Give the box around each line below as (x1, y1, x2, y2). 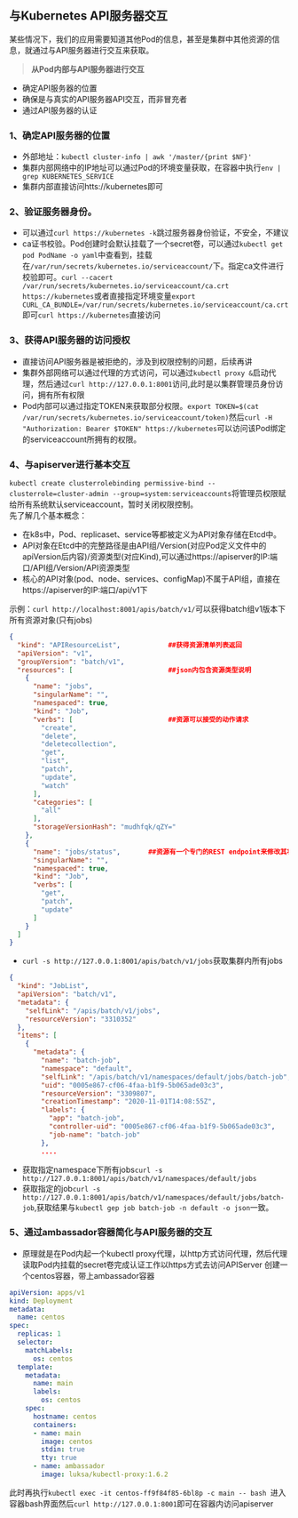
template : (17, 1362, 53, 1371)
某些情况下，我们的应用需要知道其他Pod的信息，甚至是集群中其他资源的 (9, 34, 272, 44)
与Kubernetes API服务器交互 (9, 8, 169, 24)
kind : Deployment (9, 1297, 74, 1305)
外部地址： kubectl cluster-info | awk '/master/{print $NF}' (21, 151, 253, 162)
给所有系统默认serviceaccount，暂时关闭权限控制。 (9, 499, 198, 510)
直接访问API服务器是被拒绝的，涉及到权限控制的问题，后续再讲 (21, 356, 253, 366)
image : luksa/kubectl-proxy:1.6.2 (41, 1470, 169, 1479)
